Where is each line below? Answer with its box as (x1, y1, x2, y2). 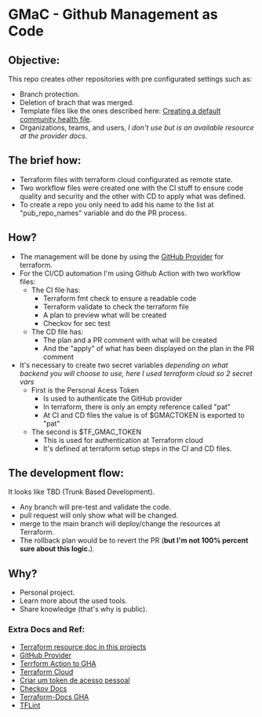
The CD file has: (31, 327, 84, 336)
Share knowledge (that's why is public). (19, 605, 147, 614)
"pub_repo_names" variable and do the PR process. (19, 208, 187, 218)
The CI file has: (31, 285, 81, 294)
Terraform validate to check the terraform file (42, 302, 190, 311)
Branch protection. (19, 90, 80, 99)
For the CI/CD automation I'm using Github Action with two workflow (19, 269, 241, 278)
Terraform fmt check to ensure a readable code (42, 293, 197, 303)
